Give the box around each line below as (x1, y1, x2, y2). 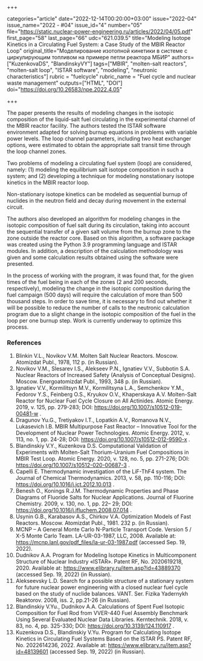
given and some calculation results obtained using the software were (7, 254, 179, 261)
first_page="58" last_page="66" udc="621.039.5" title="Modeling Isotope (7, 35, 191, 41)
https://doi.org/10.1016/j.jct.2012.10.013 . (15, 481, 115, 488)
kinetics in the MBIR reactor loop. (7, 179, 89, 186)
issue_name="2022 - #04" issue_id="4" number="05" (7, 22, 143, 28)
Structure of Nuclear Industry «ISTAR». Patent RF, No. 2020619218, (15, 558, 183, 565)
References (7, 338, 42, 347)
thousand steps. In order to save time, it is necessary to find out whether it (7, 298, 192, 304)
